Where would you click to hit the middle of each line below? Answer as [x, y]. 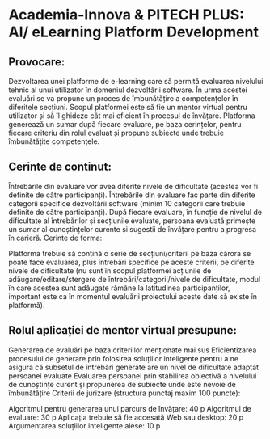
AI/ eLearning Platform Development [133, 32]
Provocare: [37, 62]
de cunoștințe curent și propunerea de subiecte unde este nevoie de [122, 384]
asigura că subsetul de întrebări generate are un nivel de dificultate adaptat [134, 367]
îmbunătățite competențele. [54, 141]
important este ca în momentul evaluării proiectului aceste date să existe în [133, 296]
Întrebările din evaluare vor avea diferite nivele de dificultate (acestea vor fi [133, 186]
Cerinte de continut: [60, 167]
